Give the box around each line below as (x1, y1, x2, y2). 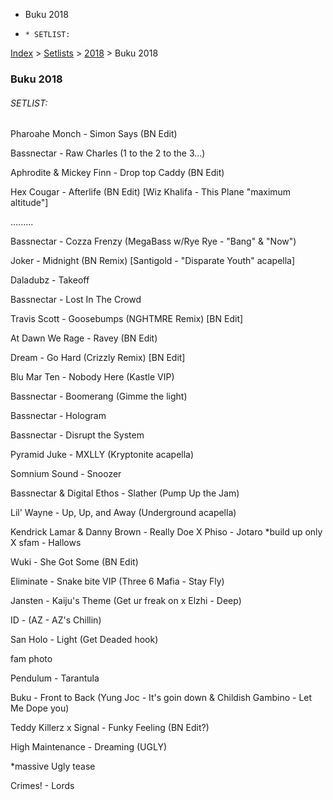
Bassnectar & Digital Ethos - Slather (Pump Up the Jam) (10, 487, 240, 499)
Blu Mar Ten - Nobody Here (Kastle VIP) (10, 371, 175, 383)
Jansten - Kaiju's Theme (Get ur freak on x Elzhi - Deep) (10, 595, 242, 607)
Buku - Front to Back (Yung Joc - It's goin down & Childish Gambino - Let (10, 692, 313, 704)
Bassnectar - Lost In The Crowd (10, 294, 142, 306)
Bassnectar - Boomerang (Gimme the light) (10, 390, 188, 403)
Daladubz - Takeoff (10, 274, 90, 286)
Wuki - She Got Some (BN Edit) (10, 556, 139, 568)
